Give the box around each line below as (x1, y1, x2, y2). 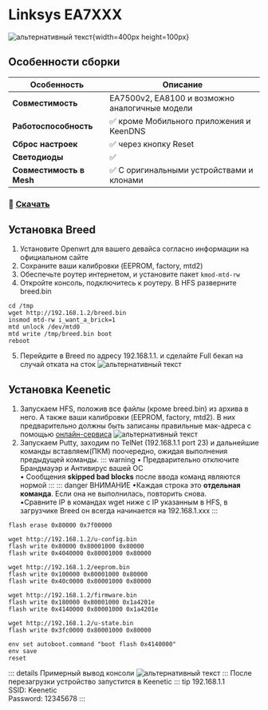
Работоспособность (12, 120, 93, 131)
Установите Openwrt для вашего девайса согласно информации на (19, 244, 250, 253)
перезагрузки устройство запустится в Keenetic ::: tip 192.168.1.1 (8, 677, 226, 687)
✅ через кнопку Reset (108, 138, 195, 150)
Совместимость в (12, 164, 85, 175)
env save (8, 648, 37, 656)
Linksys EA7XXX (8, 6, 123, 24)
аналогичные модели (108, 102, 193, 114)
